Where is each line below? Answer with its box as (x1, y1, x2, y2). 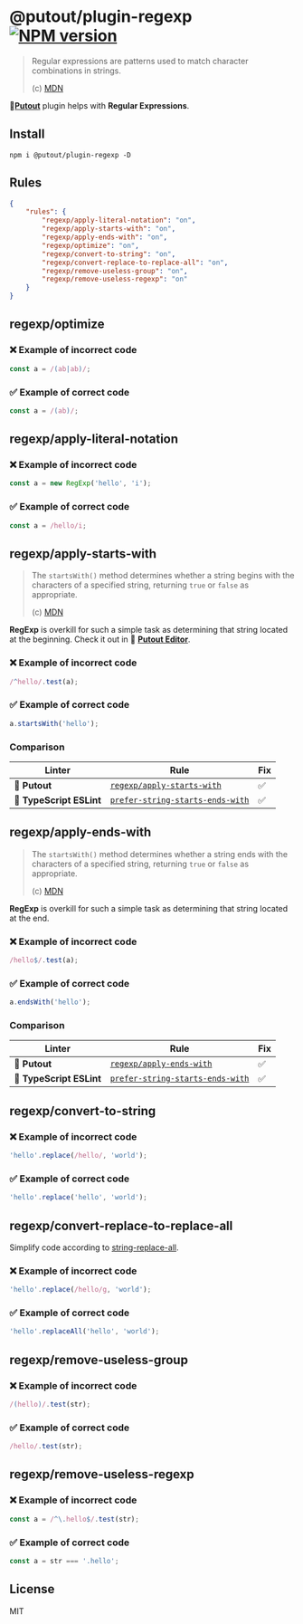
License (9, 1581, 55, 1597)
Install (9, 127, 45, 142)
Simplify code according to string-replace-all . (9, 1242, 179, 1253)
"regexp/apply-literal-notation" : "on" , (42, 215, 196, 225)
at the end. (9, 912, 50, 923)
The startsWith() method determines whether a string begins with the (31, 570, 295, 581)
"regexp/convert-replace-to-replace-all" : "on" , (42, 258, 229, 267)
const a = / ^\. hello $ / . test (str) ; (9, 1514, 140, 1524)
